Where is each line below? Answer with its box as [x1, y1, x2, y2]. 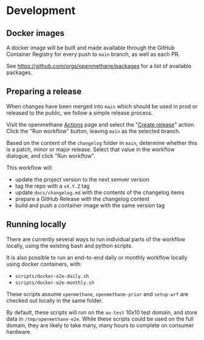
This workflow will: [6, 164, 53, 171]
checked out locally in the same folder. [6, 297, 103, 304]
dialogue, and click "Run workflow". [6, 152, 96, 159]
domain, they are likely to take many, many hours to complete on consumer [6, 321, 194, 329]
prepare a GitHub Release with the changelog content [15, 195, 150, 202]
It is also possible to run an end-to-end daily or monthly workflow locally [6, 253, 188, 261]
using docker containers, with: [6, 260, 82, 267]
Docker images [6, 28, 65, 38]
